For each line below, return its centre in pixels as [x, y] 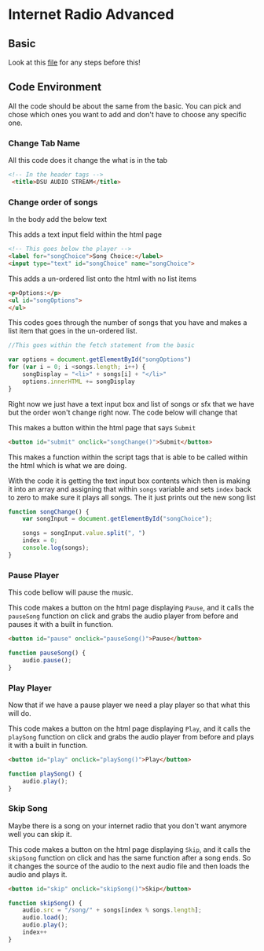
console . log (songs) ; [56, 548]
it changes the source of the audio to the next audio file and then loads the [129, 866]
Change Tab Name [44, 143]
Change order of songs [53, 202]
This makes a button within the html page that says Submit [102, 427]
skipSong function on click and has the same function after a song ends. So [130, 857]
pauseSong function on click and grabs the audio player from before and [123, 616]
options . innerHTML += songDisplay [79, 382]
